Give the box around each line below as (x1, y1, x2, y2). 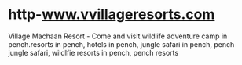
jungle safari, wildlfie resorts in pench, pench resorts (8, 48, 179, 57)
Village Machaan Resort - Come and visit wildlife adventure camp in (8, 31, 228, 41)
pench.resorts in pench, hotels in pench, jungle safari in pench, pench (8, 39, 235, 49)
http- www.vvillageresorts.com (8, 5, 215, 23)
